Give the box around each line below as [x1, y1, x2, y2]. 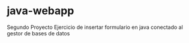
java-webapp [7, 4, 74, 18]
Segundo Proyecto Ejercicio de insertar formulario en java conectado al [7, 24, 184, 31]
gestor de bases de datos [7, 29, 70, 37]
